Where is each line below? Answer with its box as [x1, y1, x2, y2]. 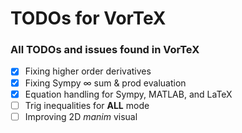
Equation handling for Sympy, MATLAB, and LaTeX [24, 88, 233, 100]
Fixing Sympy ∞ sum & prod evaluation [24, 77, 187, 89]
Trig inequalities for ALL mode [24, 99, 150, 111]
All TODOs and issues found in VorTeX [10, 43, 200, 57]
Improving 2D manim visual [24, 110, 138, 122]
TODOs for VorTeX [10, 7, 167, 30]
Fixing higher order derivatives [24, 65, 152, 77]
